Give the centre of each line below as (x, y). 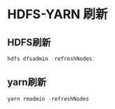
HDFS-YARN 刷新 (57, 14)
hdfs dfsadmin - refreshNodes (50, 59)
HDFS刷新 (29, 42)
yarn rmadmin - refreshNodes (48, 99)
